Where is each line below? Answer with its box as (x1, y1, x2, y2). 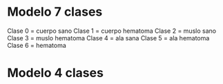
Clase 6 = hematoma (7, 41, 67, 49)
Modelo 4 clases (7, 66, 104, 81)
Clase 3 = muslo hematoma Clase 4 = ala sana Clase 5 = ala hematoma (7, 33, 210, 42)
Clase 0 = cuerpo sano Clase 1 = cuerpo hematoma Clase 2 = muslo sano (7, 27, 216, 35)
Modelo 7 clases (7, 4, 103, 20)
